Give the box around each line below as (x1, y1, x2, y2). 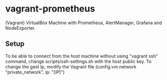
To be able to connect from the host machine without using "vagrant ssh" (5, 53, 158, 59)
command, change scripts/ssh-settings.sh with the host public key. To (5, 58, 152, 64)
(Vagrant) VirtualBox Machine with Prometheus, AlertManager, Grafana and (5, 20, 162, 26)
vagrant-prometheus (5, 3, 95, 15)
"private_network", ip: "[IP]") (5, 69, 65, 75)
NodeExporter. (5, 25, 36, 31)
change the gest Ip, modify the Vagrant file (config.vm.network (5, 63, 137, 69)
